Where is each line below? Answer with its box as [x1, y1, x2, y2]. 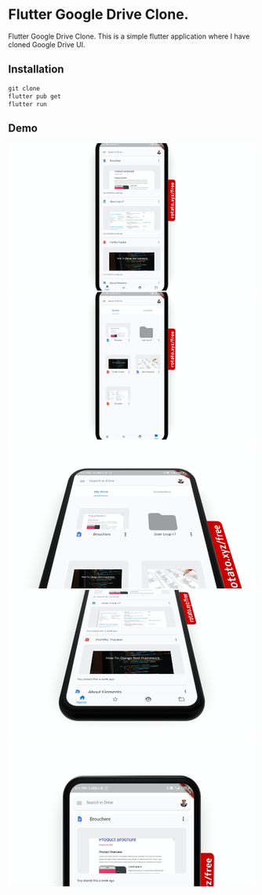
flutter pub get [8, 92, 61, 100]
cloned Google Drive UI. [8, 39, 86, 49]
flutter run [8, 100, 47, 108]
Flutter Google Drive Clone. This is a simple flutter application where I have [8, 31, 250, 41]
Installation [8, 63, 64, 76]
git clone [8, 84, 41, 92]
